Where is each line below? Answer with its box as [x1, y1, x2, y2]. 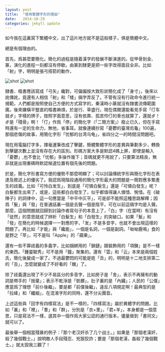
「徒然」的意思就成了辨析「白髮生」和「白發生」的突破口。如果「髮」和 [5, 214, 151, 220]
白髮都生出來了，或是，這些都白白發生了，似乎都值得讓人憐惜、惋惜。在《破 [5, 189, 160, 195]
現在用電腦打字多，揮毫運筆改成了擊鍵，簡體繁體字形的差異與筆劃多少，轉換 [5, 142, 160, 148]
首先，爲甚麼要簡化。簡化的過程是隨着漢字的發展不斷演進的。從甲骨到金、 [5, 56, 156, 62]
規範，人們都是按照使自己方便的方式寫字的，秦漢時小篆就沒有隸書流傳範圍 [5, 100, 156, 106]
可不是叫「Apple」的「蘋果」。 [32, 232, 95, 238]
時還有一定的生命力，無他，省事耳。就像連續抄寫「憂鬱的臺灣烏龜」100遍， [5, 125, 159, 131]
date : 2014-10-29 [5, 16, 45, 21]
